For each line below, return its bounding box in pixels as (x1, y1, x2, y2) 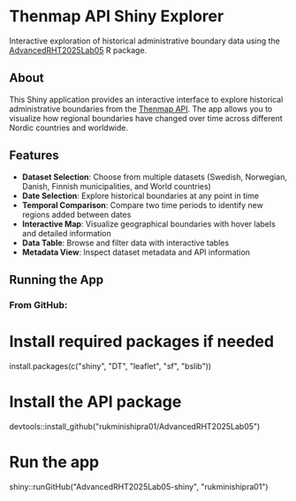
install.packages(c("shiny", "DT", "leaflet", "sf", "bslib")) (9, 360, 212, 371)
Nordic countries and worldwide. (9, 122, 128, 133)
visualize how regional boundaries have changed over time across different (9, 112, 283, 123)
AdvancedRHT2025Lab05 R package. (9, 44, 148, 55)
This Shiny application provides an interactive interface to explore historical (9, 94, 284, 104)
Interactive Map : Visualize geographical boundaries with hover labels (21, 219, 276, 229)
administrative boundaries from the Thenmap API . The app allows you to (9, 104, 273, 114)
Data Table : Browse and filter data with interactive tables (21, 237, 230, 248)
